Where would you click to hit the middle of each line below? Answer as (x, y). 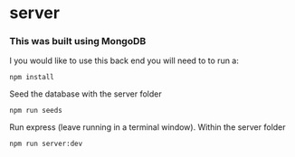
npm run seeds (36, 111)
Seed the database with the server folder (86, 94)
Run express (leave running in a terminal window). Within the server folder (148, 127)
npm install (32, 78)
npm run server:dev (46, 144)
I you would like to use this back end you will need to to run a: (124, 60)
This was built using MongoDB (78, 42)
